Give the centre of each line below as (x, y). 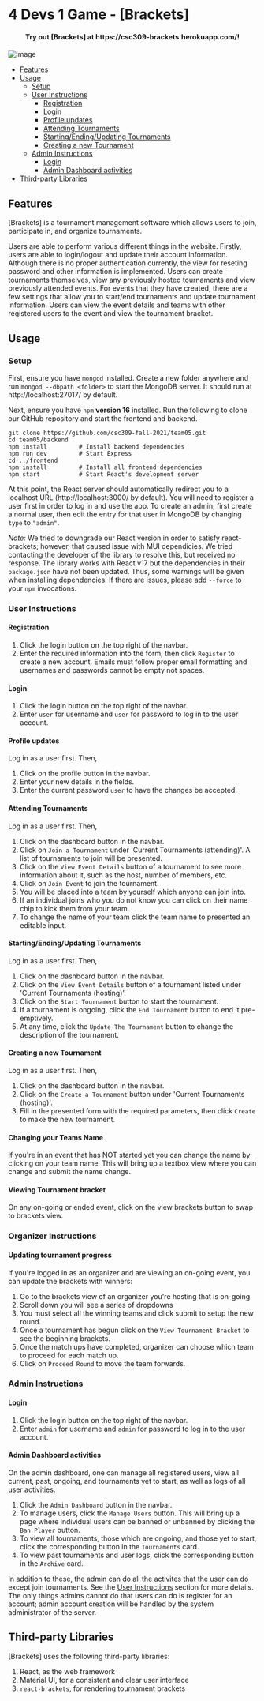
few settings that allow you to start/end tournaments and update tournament (132, 297)
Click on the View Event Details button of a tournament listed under (130, 984)
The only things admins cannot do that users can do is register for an (120, 1595)
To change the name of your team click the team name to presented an (135, 917)
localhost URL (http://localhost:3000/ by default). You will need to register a (131, 497)
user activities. (32, 1489)
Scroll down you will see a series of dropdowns (96, 1305)
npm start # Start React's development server (104, 474)
